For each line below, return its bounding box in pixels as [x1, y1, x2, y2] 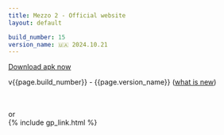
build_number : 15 [8, 33, 66, 41]
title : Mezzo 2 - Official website [8, 11, 126, 20]
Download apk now [8, 62, 71, 72]
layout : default [8, 19, 62, 27]
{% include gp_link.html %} [8, 118, 98, 127]
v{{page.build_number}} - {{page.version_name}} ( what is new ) [8, 77, 217, 87]
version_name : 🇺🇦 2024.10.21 [8, 40, 109, 48]
